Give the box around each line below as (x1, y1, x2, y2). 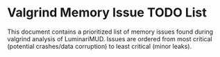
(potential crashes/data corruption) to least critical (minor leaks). (7, 42, 192, 50)
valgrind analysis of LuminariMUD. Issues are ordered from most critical (7, 34, 213, 43)
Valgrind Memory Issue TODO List (7, 5, 207, 21)
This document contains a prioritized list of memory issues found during (7, 27, 214, 36)
